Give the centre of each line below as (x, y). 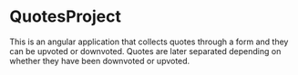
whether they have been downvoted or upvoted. (100, 61)
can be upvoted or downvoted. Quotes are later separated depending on (145, 51)
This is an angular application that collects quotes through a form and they (149, 42)
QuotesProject (65, 17)
